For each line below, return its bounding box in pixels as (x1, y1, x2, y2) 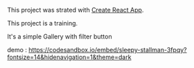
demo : (7, 46, 28, 54)
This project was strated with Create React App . (7, 6, 144, 14)
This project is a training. (7, 19, 78, 27)
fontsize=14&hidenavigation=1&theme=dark (7, 53, 132, 61)
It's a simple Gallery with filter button (7, 32, 112, 41)
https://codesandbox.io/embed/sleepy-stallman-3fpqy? (28, 46, 187, 54)
